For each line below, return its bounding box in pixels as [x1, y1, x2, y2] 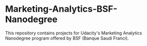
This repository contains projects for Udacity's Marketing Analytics [5, 30, 143, 36]
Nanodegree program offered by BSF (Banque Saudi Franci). [5, 35, 129, 41]
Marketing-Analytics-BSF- [5, 3, 118, 15]
